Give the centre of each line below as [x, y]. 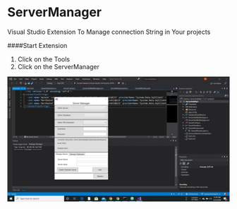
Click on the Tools [44, 59]
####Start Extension [37, 45]
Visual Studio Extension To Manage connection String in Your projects [109, 32]
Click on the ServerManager [59, 66]
